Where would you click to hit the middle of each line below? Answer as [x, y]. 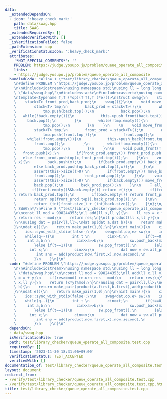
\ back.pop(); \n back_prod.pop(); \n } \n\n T [83, 185]
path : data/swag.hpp [35, 24]
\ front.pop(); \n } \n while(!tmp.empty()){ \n [85, 144]
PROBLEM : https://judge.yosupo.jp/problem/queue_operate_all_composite [90, 65]
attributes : [22, 56]
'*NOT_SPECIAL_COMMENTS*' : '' [45, 61]
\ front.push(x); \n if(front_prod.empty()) [70, 153]
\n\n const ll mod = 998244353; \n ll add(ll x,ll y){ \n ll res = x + [89, 213]
